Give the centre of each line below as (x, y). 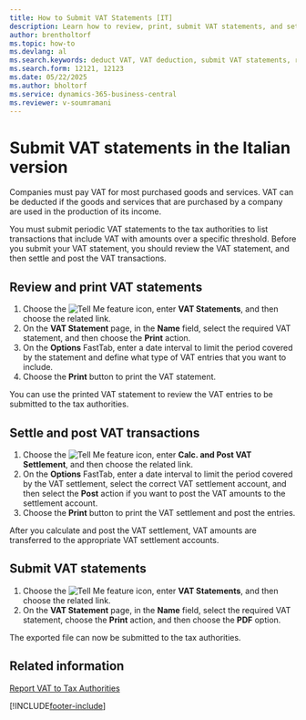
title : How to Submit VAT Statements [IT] (91, 18)
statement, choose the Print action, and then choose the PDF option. (152, 620)
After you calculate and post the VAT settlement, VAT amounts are (133, 530)
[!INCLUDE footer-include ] (58, 705)
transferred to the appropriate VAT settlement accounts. (114, 540)
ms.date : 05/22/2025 (49, 77)
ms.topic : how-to (42, 43)
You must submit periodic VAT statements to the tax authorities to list (139, 230)
